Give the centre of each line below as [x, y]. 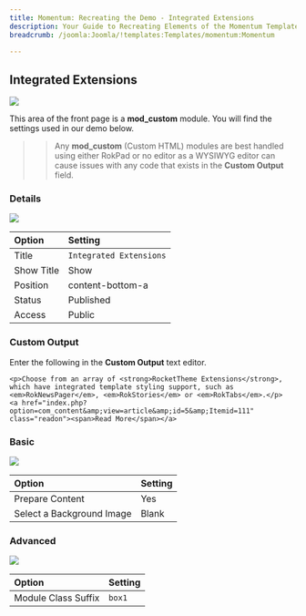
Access [30, 315]
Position [31, 285]
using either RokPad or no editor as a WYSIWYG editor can [165, 156]
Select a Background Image [73, 514]
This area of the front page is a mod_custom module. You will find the [141, 118]
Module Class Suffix [57, 598]
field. [64, 175]
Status [28, 300]
